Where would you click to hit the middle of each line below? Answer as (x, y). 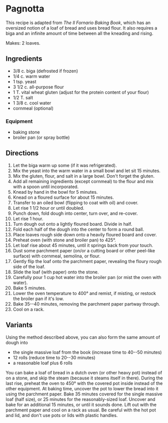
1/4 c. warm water (31, 76)
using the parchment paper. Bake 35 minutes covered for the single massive (84, 394)
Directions (22, 153)
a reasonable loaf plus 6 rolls (43, 363)
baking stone (26, 132)
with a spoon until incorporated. (46, 187)
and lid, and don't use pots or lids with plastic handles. (62, 415)
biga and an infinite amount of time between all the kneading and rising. (79, 33)
